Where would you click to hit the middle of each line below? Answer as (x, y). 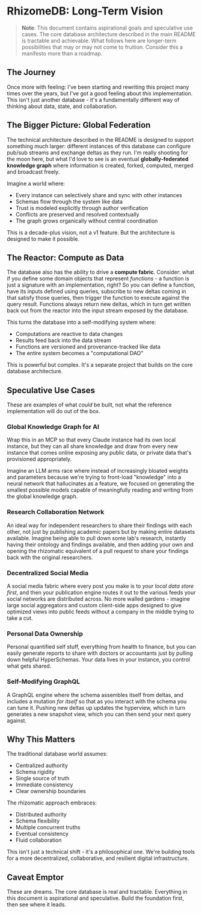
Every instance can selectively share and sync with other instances (99, 195)
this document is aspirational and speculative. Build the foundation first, (96, 898)
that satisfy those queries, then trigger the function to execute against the (98, 298)
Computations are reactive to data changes (69, 334)
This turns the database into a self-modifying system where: (81, 322)
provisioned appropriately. (39, 459)
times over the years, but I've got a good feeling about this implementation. (100, 93)
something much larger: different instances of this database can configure (99, 146)
